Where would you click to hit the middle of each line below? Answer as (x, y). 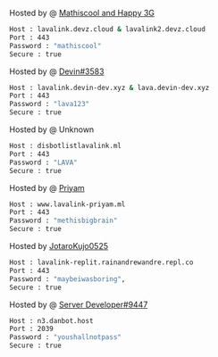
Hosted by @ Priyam (47, 187)
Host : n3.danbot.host (51, 320)
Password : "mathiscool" (55, 46)
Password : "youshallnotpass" (66, 337)
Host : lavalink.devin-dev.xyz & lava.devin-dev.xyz (109, 87)
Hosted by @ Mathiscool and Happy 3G (82, 13)
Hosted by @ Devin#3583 (57, 71)
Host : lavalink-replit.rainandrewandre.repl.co (101, 262)
